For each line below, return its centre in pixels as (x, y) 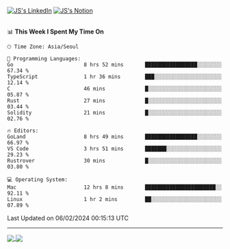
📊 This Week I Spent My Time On (55, 32)
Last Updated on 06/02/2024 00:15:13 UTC (68, 218)
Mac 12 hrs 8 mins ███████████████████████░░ (115, 187)
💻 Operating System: (38, 180)
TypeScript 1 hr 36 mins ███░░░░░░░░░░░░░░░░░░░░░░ (115, 77)
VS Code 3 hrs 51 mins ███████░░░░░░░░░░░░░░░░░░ (115, 149)
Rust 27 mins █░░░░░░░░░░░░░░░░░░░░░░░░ (115, 101)
